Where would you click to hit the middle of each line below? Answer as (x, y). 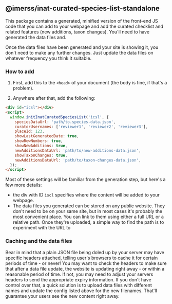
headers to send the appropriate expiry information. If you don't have (78, 279)
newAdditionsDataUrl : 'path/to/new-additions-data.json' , (78, 150)
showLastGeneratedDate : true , (47, 136)
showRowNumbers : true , (39, 141)
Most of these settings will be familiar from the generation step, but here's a (85, 180)
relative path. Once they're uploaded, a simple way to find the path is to (88, 222)
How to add (20, 71)
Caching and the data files (39, 241)
